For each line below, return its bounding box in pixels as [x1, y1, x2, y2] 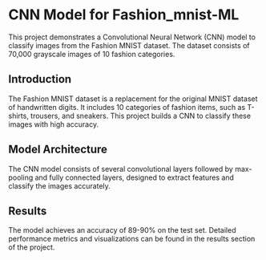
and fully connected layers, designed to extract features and [34, 173, 235, 182]
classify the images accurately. [8, 181, 111, 190]
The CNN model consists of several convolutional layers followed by [8, 164, 234, 173]
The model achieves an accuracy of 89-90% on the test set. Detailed [8, 225, 236, 235]
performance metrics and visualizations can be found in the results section [8, 234, 256, 244]
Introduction [8, 72, 72, 86]
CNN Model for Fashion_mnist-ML [8, 6, 240, 24]
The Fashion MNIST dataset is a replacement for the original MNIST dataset [8, 94, 258, 104]
